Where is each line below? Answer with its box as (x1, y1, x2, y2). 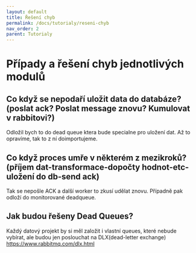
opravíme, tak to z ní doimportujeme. (6, 135, 98, 142)
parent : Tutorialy (6, 31, 52, 37)
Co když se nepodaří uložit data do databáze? (6, 94, 182, 104)
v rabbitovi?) (6, 113, 55, 123)
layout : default (6, 8, 47, 15)
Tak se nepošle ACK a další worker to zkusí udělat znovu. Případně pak (6, 187, 183, 195)
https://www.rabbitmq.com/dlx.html (6, 240, 95, 247)
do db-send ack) (36, 171, 100, 181)
